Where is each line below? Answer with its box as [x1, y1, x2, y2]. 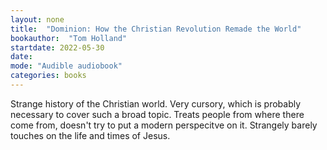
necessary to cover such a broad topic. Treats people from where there [10, 108, 305, 120]
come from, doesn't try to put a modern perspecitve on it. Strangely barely [10, 119, 318, 131]
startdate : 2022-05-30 [10, 42, 105, 53]
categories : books [10, 71, 87, 81]
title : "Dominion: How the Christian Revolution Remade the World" [10, 24, 302, 34]
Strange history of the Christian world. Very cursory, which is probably [10, 97, 302, 110]
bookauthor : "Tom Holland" [10, 33, 128, 43]
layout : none [10, 14, 65, 25]
